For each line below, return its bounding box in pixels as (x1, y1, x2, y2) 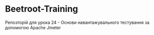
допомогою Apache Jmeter (5, 24, 61, 30)
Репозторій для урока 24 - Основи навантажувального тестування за (5, 19, 150, 25)
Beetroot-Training (5, 3, 79, 15)
